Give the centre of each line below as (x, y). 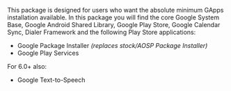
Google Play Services (48, 53)
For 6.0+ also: (27, 66)
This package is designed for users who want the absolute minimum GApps (115, 10)
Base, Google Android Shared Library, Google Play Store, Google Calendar (114, 25)
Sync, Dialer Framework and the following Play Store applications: (102, 32)
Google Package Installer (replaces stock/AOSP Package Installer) (112, 45)
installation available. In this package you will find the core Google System (113, 17)
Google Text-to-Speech (51, 80)
